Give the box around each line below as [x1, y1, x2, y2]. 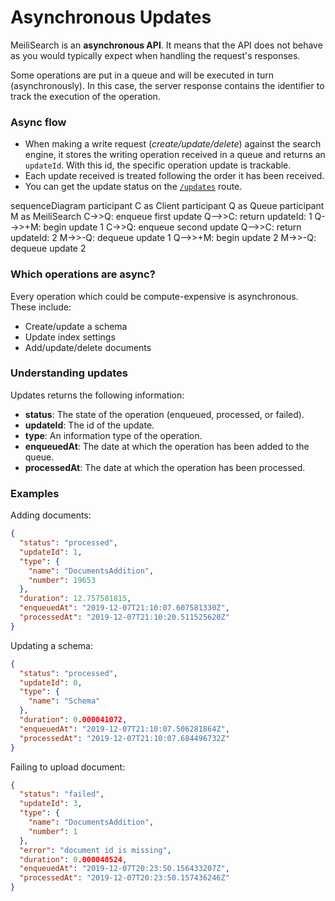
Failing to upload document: [10, 761, 126, 773]
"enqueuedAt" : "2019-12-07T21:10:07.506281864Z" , [19, 724, 230, 734]
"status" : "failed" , [19, 789, 105, 800]
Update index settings [24, 331, 116, 343]
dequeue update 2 [10, 242, 87, 255]
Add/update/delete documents [24, 341, 152, 353]
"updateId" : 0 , [19, 677, 83, 688]
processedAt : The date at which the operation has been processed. [24, 461, 306, 473]
